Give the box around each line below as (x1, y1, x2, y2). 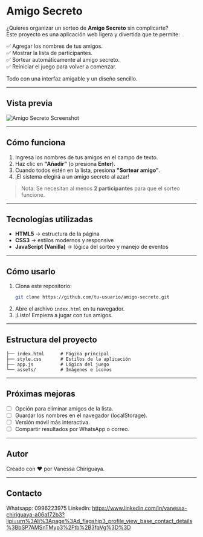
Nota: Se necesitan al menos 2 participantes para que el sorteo (21, 185, 180, 192)
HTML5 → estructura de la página (14, 230, 100, 237)
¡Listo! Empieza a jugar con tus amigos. (14, 312, 113, 319)
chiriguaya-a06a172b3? (6, 510, 65, 518)
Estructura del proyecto (6, 335, 98, 345)
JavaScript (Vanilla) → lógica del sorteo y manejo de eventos (14, 243, 169, 251)
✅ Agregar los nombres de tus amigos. (6, 42, 103, 50)
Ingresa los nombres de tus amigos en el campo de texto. (14, 153, 158, 161)
